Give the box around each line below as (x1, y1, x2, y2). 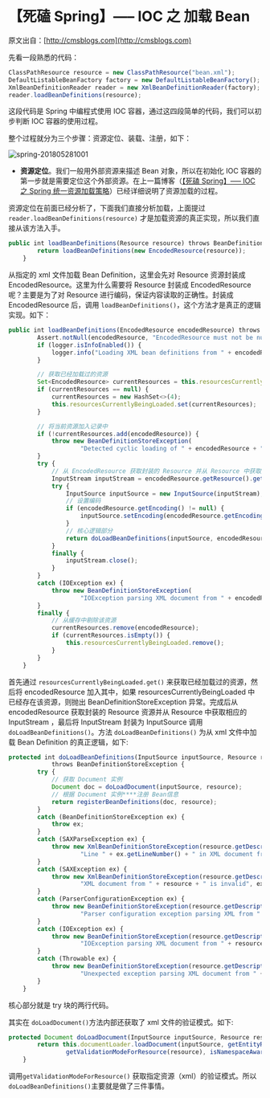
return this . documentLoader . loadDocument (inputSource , (37, 1041, 225, 1049)
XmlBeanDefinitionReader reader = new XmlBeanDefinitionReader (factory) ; (8, 84, 261, 92)
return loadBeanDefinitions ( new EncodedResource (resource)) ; (37, 247, 247, 255)
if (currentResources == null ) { (37, 386, 149, 394)
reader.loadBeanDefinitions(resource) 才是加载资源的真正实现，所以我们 (8, 214, 253, 223)
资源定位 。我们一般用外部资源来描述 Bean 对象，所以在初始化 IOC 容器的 (19, 166, 262, 176)
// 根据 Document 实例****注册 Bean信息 (51, 790, 179, 798)
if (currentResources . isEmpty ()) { (51, 631, 171, 639)
